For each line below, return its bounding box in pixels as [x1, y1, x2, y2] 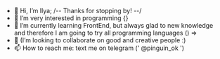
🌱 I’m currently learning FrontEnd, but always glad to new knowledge [13, 22, 214, 29]
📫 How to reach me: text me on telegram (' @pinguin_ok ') [13, 44, 185, 52]
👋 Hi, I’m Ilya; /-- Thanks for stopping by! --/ [13, 7, 142, 15]
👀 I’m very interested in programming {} [13, 14, 129, 22]
